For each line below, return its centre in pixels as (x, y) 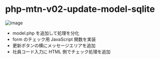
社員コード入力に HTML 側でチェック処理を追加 (61, 52)
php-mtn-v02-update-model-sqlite (80, 9)
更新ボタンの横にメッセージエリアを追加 (54, 45)
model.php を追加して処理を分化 (46, 33)
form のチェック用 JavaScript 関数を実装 (54, 39)
